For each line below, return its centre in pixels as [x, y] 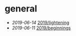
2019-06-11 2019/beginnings [41, 27]
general [21, 9]
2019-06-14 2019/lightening [40, 22]
